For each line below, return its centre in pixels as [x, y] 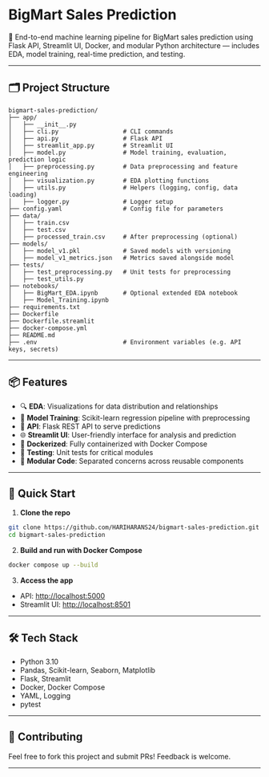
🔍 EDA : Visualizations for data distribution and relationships [119, 406]
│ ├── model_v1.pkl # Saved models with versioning [119, 250]
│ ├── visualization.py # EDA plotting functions [109, 181]
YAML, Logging [45, 695]
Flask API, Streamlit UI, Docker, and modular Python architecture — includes [134, 45]
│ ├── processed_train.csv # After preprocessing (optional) [123, 237]
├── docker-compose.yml [48, 328]
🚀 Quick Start [42, 493]
